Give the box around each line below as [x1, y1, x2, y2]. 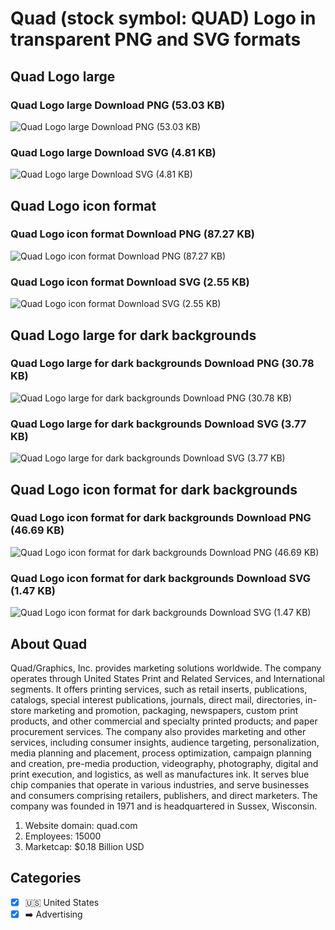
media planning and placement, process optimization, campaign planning [10, 747, 312, 759]
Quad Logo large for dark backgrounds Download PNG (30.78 [10, 357, 315, 371]
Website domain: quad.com [24, 819, 138, 831]
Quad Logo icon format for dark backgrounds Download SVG [10, 571, 311, 585]
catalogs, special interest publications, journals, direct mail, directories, [10, 693, 303, 706]
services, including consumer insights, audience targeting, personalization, [10, 736, 320, 748]
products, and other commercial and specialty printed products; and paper [10, 715, 318, 727]
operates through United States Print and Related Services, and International [10, 672, 325, 684]
